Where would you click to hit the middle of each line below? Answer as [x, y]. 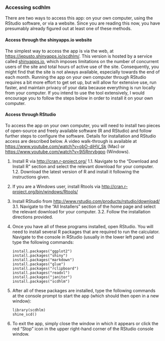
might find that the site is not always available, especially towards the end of [82, 72]
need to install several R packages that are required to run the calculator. [86, 232]
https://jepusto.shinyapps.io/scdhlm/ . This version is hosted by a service [79, 56]
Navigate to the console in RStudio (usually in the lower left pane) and [83, 237]
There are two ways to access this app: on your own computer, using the [79, 18]
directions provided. [33, 217]
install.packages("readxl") [41, 273]
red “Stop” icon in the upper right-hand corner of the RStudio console [83, 329]
